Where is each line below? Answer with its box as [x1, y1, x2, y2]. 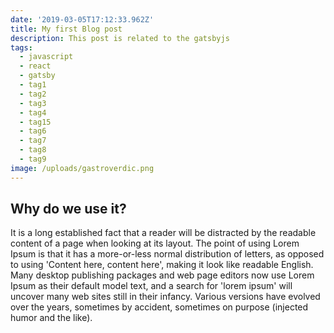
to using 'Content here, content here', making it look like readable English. [10, 259, 314, 271]
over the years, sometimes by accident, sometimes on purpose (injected [10, 301, 309, 313]
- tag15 [19, 117, 52, 127]
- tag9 [19, 154, 47, 164]
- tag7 [19, 136, 47, 146]
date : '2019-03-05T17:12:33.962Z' [10, 14, 155, 25]
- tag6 [19, 126, 47, 136]
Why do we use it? [10, 201, 127, 218]
